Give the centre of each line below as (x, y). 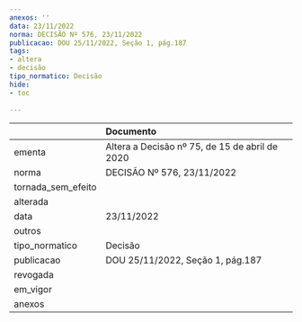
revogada (34, 275)
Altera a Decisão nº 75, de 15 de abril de (192, 147)
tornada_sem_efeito (55, 187)
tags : (19, 51)
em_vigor (33, 290)
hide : (19, 85)
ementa (30, 152)
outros (28, 231)
